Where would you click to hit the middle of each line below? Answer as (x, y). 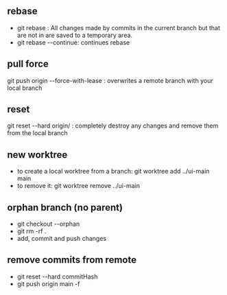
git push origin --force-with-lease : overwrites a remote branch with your (110, 80)
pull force (28, 64)
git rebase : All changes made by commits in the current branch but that (119, 27)
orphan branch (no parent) (65, 208)
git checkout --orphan (48, 224)
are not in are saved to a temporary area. (74, 35)
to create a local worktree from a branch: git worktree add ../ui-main (113, 172)
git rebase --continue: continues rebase (73, 42)
